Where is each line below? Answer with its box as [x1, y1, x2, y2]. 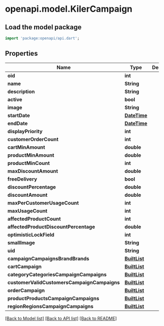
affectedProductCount [7, 215, 61, 222]
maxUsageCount [7, 207, 48, 214]
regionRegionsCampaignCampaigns [7, 303, 94, 309]
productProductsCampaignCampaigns [7, 295, 100, 302]
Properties [5, 49, 38, 58]
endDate [7, 120, 28, 127]
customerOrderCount [7, 136, 59, 142]
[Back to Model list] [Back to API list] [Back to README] [5, 315, 117, 321]
